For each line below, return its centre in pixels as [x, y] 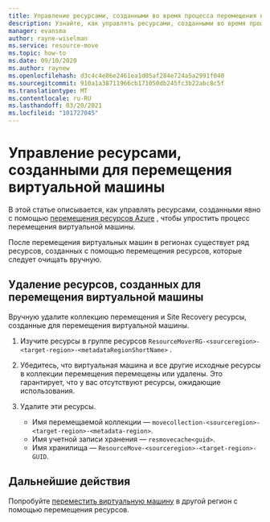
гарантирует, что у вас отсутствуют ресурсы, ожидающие [120, 382]
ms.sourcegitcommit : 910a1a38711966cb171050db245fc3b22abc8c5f [117, 83]
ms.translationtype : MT [48, 91]
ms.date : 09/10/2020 [43, 61]
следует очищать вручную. [55, 259]
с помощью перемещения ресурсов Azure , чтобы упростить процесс [129, 217]
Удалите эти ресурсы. [58, 406]
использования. [47, 391]
